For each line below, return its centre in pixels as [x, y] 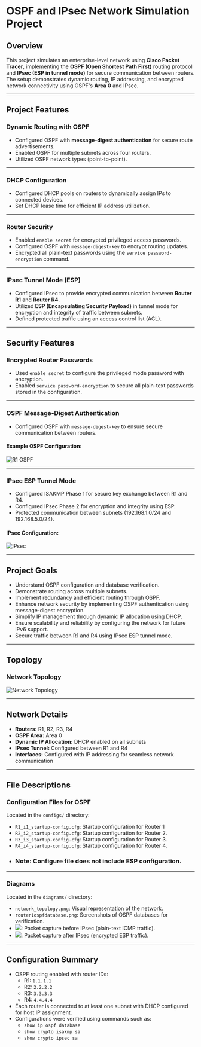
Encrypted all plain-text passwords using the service [80, 253]
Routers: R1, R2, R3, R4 [44, 729]
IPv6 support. [32, 630]
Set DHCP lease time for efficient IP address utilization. [83, 206]
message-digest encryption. [50, 611]
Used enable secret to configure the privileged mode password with [99, 373]
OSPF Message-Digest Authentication [63, 413]
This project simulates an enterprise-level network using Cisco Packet [93, 60]
